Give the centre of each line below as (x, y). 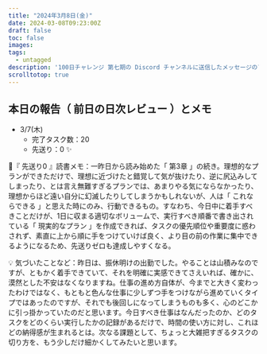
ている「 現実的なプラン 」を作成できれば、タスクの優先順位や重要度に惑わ (132, 226)
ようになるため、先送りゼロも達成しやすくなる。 (95, 246)
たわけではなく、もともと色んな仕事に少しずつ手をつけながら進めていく (126, 293)
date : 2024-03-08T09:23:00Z (55, 23)
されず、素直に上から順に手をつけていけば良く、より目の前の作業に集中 (126, 236)
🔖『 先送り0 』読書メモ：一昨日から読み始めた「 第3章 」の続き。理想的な (130, 166)
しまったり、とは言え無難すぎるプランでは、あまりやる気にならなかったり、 (133, 186)
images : (21, 45)
